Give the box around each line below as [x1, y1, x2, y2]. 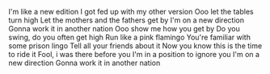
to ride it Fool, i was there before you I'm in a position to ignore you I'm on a [8, 50, 260, 59]
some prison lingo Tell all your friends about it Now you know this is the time [8, 41, 263, 51]
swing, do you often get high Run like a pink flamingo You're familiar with [8, 32, 251, 42]
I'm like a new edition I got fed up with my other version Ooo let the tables [8, 7, 254, 16]
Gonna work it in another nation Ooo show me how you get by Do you [8, 24, 240, 33]
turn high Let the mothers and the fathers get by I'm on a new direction [8, 15, 245, 25]
